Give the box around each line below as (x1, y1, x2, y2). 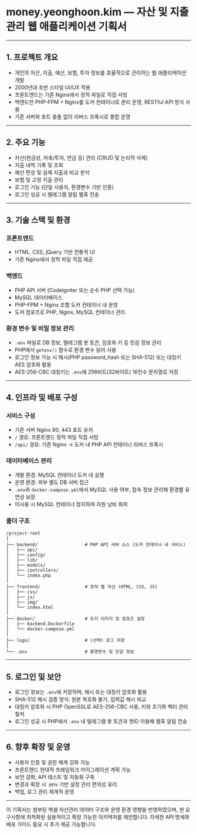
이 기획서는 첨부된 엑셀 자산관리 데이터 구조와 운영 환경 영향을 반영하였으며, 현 (6, 806, 185, 813)
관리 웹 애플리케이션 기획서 (6, 20, 127, 33)
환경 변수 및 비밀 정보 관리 (6, 324, 74, 333)
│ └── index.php (6, 573, 51, 578)
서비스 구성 (6, 412, 36, 420)
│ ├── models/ (6, 563, 46, 568)
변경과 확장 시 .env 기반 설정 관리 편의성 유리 (14, 781, 117, 788)
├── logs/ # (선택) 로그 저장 (6, 638, 125, 644)
